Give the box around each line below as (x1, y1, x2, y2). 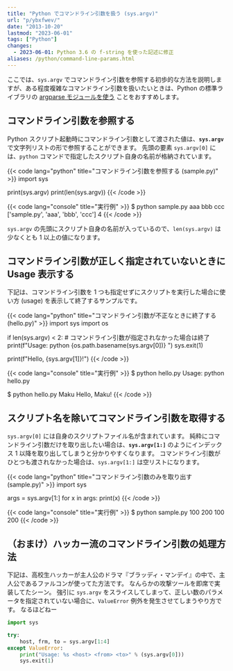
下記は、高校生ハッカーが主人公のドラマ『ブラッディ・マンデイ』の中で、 (7, 570, 220, 579)
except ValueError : (7, 645, 64, 652)
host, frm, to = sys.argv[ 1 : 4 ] (19, 638, 110, 645)
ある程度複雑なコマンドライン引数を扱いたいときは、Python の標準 (25, 84, 218, 92)
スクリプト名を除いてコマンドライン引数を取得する (7, 412, 226, 424)
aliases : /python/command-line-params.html (7, 56, 135, 62)
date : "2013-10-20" (7, 23, 64, 30)
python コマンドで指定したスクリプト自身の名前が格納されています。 (19, 152, 216, 160)
